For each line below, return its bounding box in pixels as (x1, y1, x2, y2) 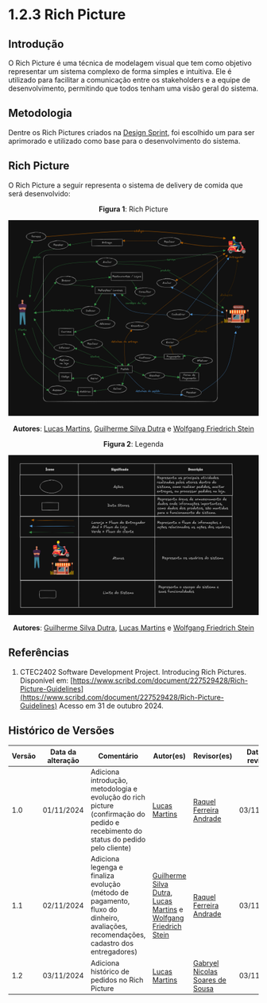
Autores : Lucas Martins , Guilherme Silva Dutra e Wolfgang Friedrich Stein (13, 424, 254, 434)
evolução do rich (90, 792, 145, 802)
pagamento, (90, 897, 130, 906)
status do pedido (90, 835, 146, 844)
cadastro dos (90, 939, 133, 948)
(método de (90, 888, 130, 897)
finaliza (90, 871, 115, 881)
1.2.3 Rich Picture (8, 6, 126, 24)
